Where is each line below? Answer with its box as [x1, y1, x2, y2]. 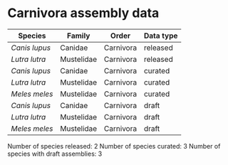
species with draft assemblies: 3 [7, 149, 103, 158]
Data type [143, 31, 178, 41]
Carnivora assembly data [7, 5, 160, 21]
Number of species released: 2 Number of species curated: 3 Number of [7, 142, 221, 150]
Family [66, 31, 90, 41]
